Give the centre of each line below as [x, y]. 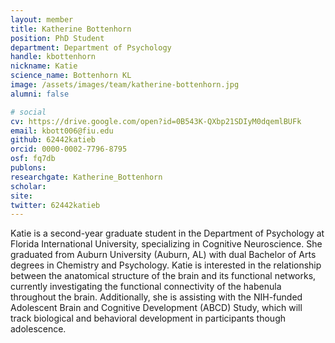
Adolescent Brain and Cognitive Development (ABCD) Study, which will [156, 308]
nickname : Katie [44, 66]
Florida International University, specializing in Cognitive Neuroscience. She [166, 244]
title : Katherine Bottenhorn [71, 29]
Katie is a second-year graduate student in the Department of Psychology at [167, 233]
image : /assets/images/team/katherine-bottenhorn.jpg [125, 85]
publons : [28, 168]
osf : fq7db [33, 159]
